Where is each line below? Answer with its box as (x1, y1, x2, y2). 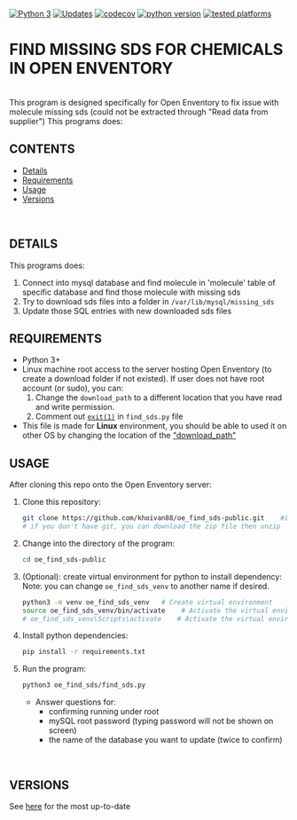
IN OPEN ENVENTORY (9, 59, 174, 79)
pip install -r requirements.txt (21, 648, 146, 657)
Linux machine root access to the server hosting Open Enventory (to (21, 364, 272, 375)
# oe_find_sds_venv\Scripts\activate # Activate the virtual (21, 614, 265, 623)
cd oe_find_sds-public (21, 555, 106, 564)
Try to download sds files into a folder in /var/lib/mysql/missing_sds (21, 296, 275, 306)
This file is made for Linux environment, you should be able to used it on (21, 421, 287, 431)
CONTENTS (9, 142, 75, 157)
